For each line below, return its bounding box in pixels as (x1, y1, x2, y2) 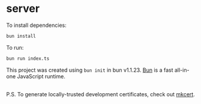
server (6, 2, 40, 16)
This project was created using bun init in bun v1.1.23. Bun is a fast (6, 66, 173, 74)
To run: (6, 44, 24, 51)
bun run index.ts (6, 56, 50, 62)
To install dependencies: (6, 22, 67, 29)
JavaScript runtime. (17, 72, 66, 79)
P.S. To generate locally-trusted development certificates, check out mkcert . (6, 90, 195, 97)
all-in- (174, 66, 190, 74)
